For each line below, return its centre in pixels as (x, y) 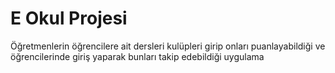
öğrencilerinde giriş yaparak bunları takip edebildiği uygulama (137, 56)
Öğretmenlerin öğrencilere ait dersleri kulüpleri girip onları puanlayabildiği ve (168, 46)
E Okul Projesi (69, 18)
